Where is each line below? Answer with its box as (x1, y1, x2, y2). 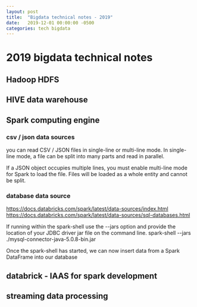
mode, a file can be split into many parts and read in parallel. (16, 152, 165, 159)
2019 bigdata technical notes (6, 51, 153, 64)
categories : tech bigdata (6, 25, 70, 32)
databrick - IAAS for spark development (6, 271, 158, 281)
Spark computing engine (6, 115, 100, 125)
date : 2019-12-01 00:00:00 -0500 (6, 20, 95, 26)
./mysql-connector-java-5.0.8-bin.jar (6, 236, 96, 243)
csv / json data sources (6, 133, 75, 141)
